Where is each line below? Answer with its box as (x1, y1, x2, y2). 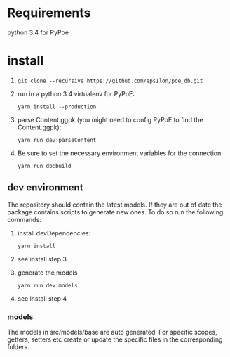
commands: (7, 215, 42, 223)
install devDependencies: (17, 228, 91, 237)
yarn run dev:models (17, 282, 78, 289)
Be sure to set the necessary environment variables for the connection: (17, 149, 223, 157)
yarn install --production (17, 103, 97, 110)
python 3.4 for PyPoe (7, 28, 69, 37)
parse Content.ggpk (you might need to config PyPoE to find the (17, 115, 203, 124)
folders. (7, 342, 29, 351)
